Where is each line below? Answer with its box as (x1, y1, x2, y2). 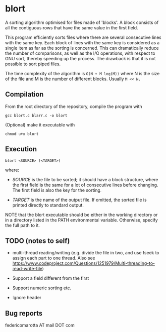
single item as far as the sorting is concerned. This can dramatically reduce (5, 45, 159, 51)
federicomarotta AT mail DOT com (5, 322, 75, 329)
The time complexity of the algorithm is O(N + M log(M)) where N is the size (5, 70, 160, 76)
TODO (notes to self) (5, 236, 70, 245)
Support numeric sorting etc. (12, 285, 71, 291)
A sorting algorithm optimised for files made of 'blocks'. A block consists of (5, 19, 159, 25)
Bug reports (5, 309, 43, 318)
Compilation (5, 90, 44, 99)
